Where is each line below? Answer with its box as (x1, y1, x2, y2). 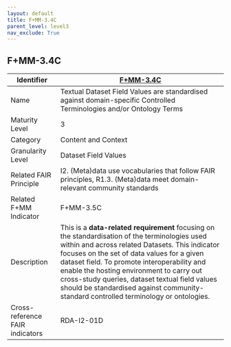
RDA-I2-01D (60, 316, 104, 326)
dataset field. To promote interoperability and (60, 257, 206, 267)
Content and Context (60, 135, 128, 145)
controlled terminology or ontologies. (90, 292, 210, 302)
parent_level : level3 (7, 23, 69, 30)
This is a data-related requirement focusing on (60, 223, 215, 233)
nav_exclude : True (7, 29, 60, 36)
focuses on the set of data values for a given (60, 249, 204, 258)
